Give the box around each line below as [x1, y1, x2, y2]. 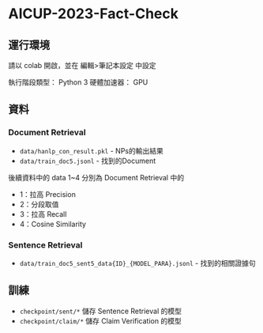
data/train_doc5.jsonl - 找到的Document [19, 156, 156, 165]
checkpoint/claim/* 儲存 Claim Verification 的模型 [19, 316, 182, 325]
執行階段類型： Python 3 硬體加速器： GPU [8, 78, 148, 87]
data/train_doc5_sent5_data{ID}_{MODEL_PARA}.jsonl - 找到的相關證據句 [19, 258, 256, 267]
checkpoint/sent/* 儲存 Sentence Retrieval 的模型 [19, 306, 182, 316]
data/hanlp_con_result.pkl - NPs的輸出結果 [19, 146, 163, 155]
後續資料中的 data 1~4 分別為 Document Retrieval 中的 [8, 172, 184, 182]
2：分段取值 [19, 199, 59, 209]
